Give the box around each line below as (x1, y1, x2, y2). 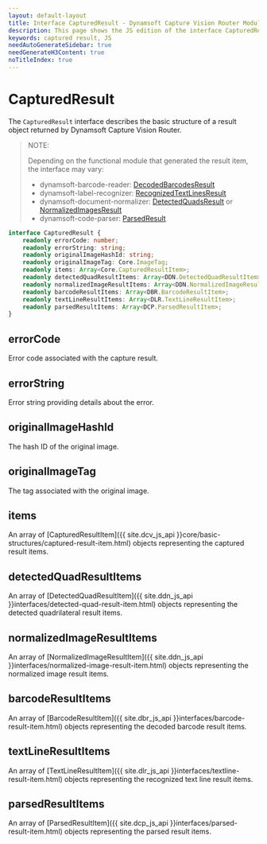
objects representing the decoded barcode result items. (64, 721, 247, 731)
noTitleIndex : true (8, 56, 73, 64)
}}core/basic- (176, 530, 221, 539)
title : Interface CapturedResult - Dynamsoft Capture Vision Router (8, 19, 240, 27)
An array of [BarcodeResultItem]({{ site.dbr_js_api (8, 713, 172, 722)
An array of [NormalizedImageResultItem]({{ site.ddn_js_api (8, 652, 204, 661)
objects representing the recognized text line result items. (64, 774, 253, 784)
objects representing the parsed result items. (64, 826, 212, 836)
